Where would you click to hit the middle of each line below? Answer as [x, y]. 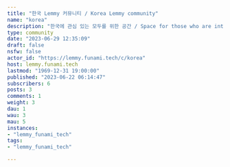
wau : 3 [16, 115]
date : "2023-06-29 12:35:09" [49, 39]
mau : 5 [16, 121]
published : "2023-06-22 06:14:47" [57, 77]
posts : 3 [20, 90]
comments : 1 [24, 97]
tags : [15, 141]
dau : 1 [16, 109]
